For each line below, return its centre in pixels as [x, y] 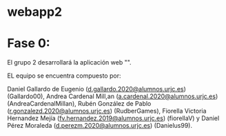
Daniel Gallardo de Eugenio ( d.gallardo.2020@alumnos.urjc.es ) [96, 89]
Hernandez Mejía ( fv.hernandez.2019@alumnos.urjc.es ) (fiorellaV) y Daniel [113, 118]
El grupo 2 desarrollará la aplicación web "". [70, 63]
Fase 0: [29, 44]
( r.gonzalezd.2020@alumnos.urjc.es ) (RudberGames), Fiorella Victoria [107, 111]
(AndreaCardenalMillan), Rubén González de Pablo [79, 104]
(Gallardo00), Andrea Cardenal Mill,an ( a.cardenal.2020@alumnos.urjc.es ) [113, 96]
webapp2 [35, 12]
